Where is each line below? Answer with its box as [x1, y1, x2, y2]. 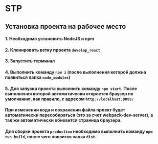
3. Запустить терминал [5, 58, 55, 64]
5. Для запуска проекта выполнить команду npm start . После [5, 86, 137, 91]
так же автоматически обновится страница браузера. [5, 117, 122, 123]
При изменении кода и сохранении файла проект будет [5, 107, 126, 113]
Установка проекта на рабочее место [5, 22, 126, 31]
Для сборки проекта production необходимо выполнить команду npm [5, 128, 153, 134]
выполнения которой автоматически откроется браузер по [5, 90, 134, 96]
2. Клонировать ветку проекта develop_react [5, 47, 100, 53]
